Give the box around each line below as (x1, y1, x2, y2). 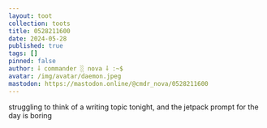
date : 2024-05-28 (8, 34, 67, 43)
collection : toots (8, 19, 71, 28)
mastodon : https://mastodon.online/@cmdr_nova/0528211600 (8, 79, 209, 87)
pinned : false (8, 58, 57, 66)
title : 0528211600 (8, 27, 71, 35)
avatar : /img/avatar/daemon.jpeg (8, 72, 122, 80)
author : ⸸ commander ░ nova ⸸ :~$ (8, 65, 123, 73)
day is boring (8, 110, 53, 120)
